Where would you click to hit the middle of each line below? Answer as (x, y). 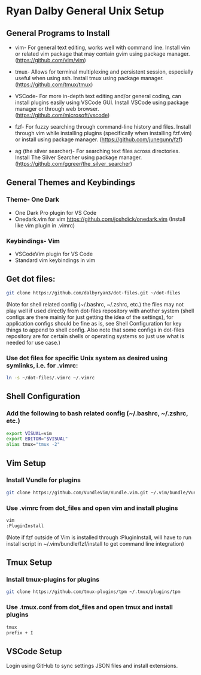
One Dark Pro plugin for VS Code (56, 212)
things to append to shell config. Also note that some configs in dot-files (95, 330)
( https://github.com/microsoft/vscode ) (62, 115)
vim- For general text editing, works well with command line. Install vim (102, 47)
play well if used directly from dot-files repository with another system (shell (100, 311)
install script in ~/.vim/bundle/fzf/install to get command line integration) (95, 543)
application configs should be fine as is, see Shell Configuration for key (94, 323)
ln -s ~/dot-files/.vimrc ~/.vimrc (51, 378)
